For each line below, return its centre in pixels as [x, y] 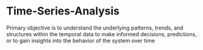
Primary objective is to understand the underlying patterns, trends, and [95, 28]
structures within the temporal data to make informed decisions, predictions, [101, 34]
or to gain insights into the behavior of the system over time [81, 40]
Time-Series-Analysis [63, 11]
